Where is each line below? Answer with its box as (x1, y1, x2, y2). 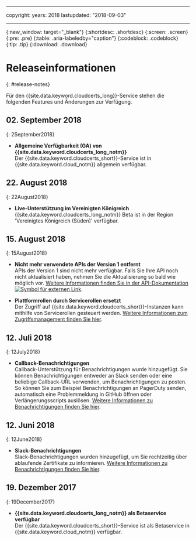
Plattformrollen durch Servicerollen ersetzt (14, 297, 121, 304)
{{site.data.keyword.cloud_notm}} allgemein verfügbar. (14, 160, 147, 167)
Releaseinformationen (6, 61, 116, 75)
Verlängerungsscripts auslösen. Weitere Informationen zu (14, 397, 153, 404)
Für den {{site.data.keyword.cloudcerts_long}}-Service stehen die (6, 92, 164, 99)
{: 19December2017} (6, 498, 55, 505)
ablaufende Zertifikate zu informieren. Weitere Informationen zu (14, 460, 168, 466)
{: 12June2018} (6, 436, 43, 443)
